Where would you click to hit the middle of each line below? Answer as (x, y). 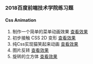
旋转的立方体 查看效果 (35, 57)
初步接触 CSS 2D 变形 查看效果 (44, 38)
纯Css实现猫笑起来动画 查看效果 (45, 44)
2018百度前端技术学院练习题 (39, 7)
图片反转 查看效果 (30, 50)
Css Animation (21, 20)
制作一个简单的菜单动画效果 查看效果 (50, 32)
